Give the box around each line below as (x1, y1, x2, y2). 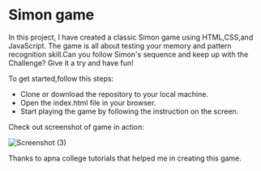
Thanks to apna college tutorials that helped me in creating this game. (8, 153, 242, 163)
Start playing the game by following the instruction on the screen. (19, 106, 239, 116)
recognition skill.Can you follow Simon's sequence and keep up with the (8, 49, 249, 59)
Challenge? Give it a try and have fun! (8, 58, 134, 68)
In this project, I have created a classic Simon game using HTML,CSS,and (8, 32, 254, 42)
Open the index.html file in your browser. (19, 98, 156, 107)
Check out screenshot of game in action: (8, 122, 144, 131)
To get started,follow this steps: (8, 73, 114, 83)
